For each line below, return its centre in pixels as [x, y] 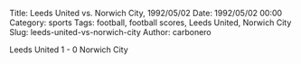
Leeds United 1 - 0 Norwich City [69, 50]
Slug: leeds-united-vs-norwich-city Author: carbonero [110, 32]
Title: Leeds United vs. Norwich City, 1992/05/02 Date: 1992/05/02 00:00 [146, 13]
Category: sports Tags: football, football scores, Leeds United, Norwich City [150, 23]
